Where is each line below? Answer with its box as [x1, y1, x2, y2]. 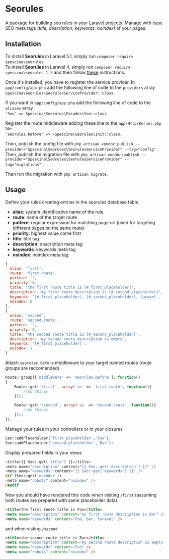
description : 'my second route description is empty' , [10, 336, 127, 341]
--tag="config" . [124, 146, 159, 152]
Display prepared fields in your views [5, 449, 82, 455]
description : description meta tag [12, 241, 83, 247]
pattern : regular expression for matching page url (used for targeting [12, 219, 155, 225]
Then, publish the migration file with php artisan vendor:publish [5, 151, 140, 157]
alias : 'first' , [10, 266, 44, 271]
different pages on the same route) [12, 225, 85, 231]
